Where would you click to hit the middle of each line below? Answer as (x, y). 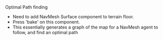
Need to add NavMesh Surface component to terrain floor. (73, 17)
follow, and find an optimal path (45, 32)
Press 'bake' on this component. (46, 22)
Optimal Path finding (26, 7)
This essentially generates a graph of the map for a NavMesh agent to (85, 27)
